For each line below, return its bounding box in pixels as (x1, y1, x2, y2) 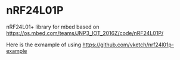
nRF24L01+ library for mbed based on (6, 23, 100, 30)
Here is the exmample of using (6, 41, 82, 48)
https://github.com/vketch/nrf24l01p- (82, 41, 175, 48)
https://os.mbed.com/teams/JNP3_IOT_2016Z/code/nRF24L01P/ (6, 29, 164, 36)
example (6, 47, 27, 54)
